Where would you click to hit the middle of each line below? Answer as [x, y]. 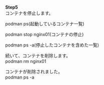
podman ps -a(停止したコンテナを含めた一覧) [52, 45]
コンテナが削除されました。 [34, 71]
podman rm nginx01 [26, 61]
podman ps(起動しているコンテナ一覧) [45, 24]
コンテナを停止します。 [29, 13]
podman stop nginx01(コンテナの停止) [44, 34]
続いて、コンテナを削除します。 [38, 55]
